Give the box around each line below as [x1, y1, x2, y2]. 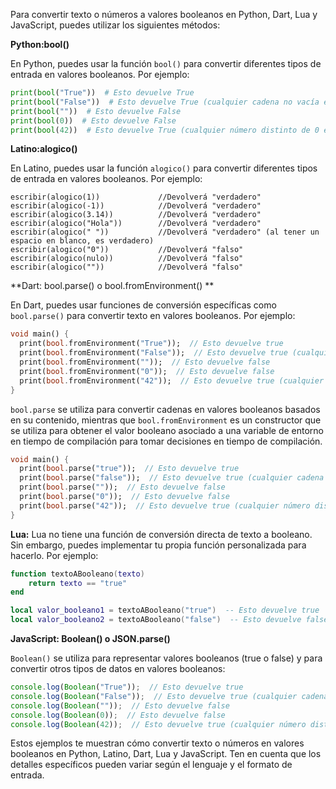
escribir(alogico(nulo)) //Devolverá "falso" [10, 254, 244, 264]
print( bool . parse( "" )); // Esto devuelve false [19, 482, 226, 493]
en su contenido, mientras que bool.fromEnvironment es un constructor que [10, 414, 322, 426]
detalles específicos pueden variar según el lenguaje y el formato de [10, 759, 293, 771]
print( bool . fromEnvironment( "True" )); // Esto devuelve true [19, 339, 284, 349]
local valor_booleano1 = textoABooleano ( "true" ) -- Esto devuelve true [10, 605, 320, 616]
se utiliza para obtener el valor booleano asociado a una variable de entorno [10, 424, 324, 436]
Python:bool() [10, 39, 70, 50]
